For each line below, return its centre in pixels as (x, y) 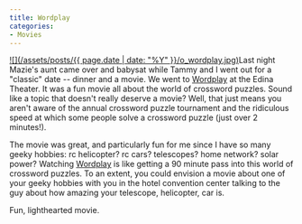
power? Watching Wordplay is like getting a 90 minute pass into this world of (151, 164)
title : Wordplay (40, 18)
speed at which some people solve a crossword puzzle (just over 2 (134, 117)
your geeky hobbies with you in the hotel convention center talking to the (145, 183)
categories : (32, 26)
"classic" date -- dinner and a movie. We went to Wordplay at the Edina (142, 79)
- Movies (26, 34)
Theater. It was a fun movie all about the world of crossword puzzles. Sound (151, 89)
